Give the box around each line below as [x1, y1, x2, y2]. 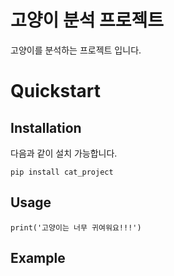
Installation [10, 119, 82, 136]
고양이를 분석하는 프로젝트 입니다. [10, 44, 142, 56]
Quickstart [10, 80, 102, 103]
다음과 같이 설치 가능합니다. [10, 147, 118, 159]
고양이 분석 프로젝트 [10, 9, 165, 32]
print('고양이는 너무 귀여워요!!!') [10, 222, 142, 233]
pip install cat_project [10, 167, 114, 177]
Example [10, 250, 66, 267]
